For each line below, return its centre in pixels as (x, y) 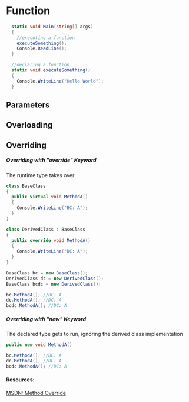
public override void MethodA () (51, 240)
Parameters (28, 105)
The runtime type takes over (40, 175)
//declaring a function (40, 65)
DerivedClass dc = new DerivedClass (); (55, 279)
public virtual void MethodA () (50, 197)
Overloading (29, 125)
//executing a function (46, 37)
